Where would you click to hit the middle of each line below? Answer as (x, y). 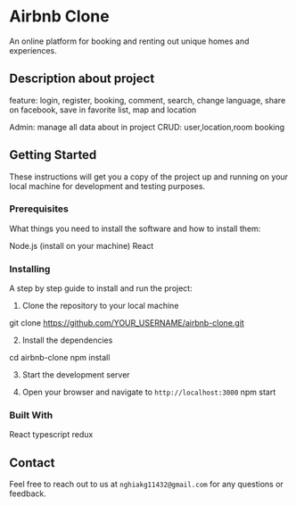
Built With (31, 415)
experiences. (33, 50)
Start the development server (76, 375)
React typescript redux (51, 435)
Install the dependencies (67, 340)
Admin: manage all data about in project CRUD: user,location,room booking (147, 127)
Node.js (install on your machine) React (82, 245)
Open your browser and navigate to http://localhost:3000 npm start (149, 392)
